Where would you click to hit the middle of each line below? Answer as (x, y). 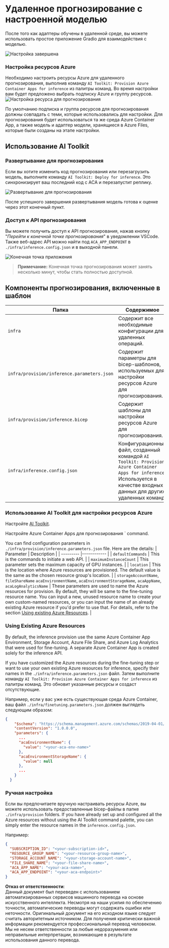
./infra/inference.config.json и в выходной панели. (62, 247)
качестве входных (141, 485)
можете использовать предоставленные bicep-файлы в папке (72, 809)
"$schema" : (26, 724)
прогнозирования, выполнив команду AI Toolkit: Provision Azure (77, 83)
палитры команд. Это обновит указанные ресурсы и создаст (71, 684)
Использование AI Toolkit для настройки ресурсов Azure (79, 513)
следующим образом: (29, 710)
